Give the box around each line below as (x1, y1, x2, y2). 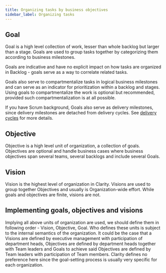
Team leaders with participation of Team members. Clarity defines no (5, 251, 148, 257)
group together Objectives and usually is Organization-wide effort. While (5, 186, 155, 192)
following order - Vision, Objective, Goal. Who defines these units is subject (5, 225, 161, 231)
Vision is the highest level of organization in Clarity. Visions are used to (5, 181, 151, 187)
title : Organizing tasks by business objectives (5, 7, 108, 12)
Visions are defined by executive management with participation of (5, 235, 143, 241)
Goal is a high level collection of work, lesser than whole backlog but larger (5, 43, 160, 50)
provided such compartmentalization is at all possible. (5, 95, 116, 101)
